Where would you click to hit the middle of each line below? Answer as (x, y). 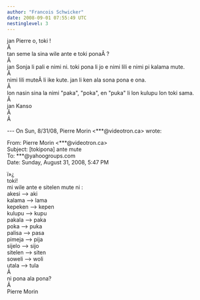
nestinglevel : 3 (28, 23)
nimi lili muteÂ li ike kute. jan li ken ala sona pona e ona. (76, 80)
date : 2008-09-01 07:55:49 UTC (47, 18)
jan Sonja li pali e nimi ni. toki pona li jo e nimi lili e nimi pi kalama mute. (96, 67)
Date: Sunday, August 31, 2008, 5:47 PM (58, 163)
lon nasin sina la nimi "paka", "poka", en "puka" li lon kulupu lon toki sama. (101, 93)
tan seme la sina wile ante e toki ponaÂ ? (58, 54)
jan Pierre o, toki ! (29, 41)
